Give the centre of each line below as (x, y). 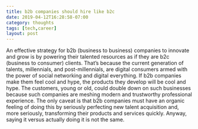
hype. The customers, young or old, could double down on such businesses (98, 88)
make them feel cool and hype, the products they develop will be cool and (96, 82)
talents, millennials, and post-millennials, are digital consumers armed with (97, 69)
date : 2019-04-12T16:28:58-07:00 (47, 17)
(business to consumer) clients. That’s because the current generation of (95, 63)
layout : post (22, 34)
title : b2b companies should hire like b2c (61, 12)
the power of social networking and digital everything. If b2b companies (94, 76)
